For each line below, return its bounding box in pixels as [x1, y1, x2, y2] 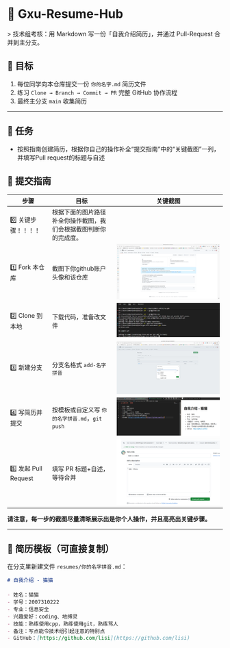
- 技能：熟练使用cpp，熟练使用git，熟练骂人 [7, 620, 118, 627]
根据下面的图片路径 [52, 208, 107, 216]
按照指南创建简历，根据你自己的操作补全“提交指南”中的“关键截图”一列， [16, 145, 220, 153]
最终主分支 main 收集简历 [16, 97, 88, 105]
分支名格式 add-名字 [52, 360, 107, 369]
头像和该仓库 [52, 273, 89, 281]
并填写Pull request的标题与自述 [16, 153, 105, 162]
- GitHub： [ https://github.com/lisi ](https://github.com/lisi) [7, 635, 190, 642]
